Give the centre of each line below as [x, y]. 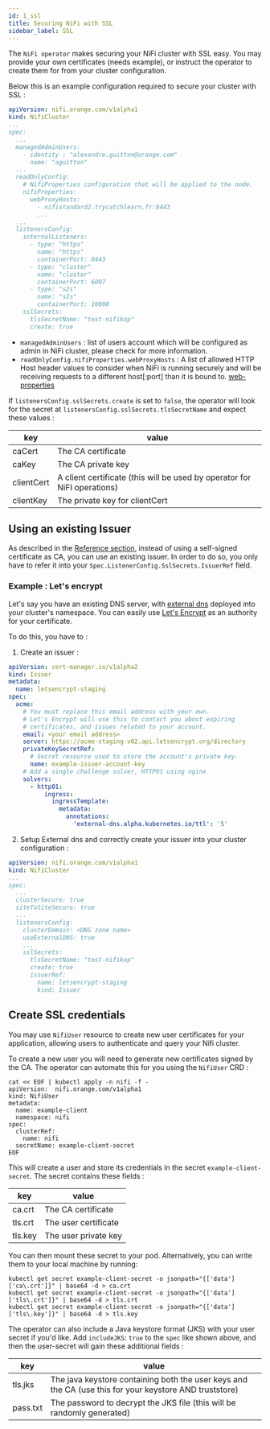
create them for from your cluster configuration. [88, 71]
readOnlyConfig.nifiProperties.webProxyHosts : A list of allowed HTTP [137, 359]
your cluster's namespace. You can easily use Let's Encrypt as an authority [133, 612]
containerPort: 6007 [72, 282]
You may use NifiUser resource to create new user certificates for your [127, 1035]
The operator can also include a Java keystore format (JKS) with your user [132, 1328]
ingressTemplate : [80, 802]
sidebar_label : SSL [41, 31]
